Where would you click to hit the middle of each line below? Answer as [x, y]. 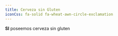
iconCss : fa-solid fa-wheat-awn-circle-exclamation [59, 14]
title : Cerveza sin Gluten [33, 10]
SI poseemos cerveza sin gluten [38, 28]
